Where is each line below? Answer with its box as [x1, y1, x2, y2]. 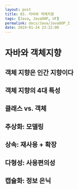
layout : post [5, 7, 31, 12]
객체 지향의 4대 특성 [5, 86, 61, 95]
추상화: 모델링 [5, 122, 44, 131]
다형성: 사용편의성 [5, 158, 55, 167]
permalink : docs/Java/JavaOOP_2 [5, 20, 70, 26]
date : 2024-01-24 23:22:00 [5, 25, 59, 30]
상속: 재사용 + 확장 [5, 140, 57, 149]
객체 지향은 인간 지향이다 [5, 69, 74, 77]
